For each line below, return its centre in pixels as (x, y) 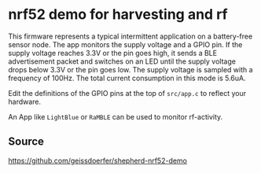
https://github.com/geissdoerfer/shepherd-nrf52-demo (97, 160)
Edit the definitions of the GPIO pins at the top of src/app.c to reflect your (127, 93)
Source (26, 142)
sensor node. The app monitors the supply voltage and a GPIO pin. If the (125, 44)
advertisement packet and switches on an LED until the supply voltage (122, 61)
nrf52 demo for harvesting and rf (118, 15)
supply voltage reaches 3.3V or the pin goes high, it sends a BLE (113, 53)
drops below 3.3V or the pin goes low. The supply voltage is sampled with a (130, 69)
